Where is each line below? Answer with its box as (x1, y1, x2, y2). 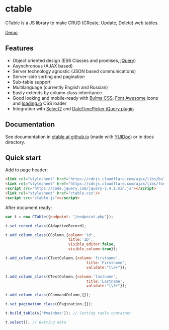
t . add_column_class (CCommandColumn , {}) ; (5, 293, 92, 298)
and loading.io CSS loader (12, 100, 67, 106)
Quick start (5, 153, 41, 162)
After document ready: (5, 205, 52, 211)
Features (5, 44, 34, 53)
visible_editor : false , (68, 242, 116, 247)
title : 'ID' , (68, 237, 94, 242)
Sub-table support (12, 79, 51, 85)
